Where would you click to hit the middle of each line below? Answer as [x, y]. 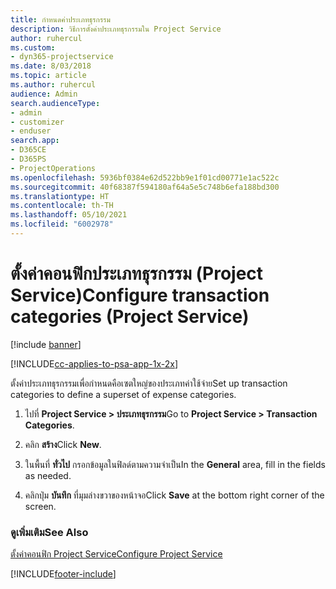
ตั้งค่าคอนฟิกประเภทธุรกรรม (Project [137, 273]
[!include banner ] [46, 344]
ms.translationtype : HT [60, 196]
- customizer [37, 122]
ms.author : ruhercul [53, 85]
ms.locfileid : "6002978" [62, 224]
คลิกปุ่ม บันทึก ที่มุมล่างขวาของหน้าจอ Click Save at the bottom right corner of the [174, 495]
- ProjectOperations [53, 168]
